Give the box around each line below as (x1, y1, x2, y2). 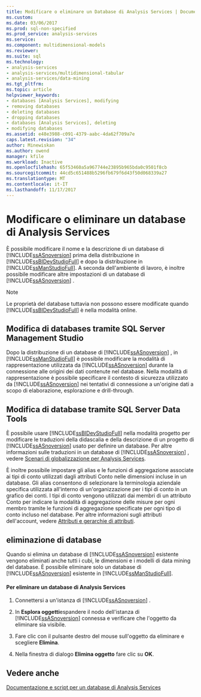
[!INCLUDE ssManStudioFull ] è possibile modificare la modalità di (6, 355, 166, 363)
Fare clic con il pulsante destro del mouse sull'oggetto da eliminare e (14, 632, 184, 640)
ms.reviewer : (6, 48, 39, 54)
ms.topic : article (6, 87, 52, 93)
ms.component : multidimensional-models (6, 42, 106, 48)
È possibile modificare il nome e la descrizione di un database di (6, 245, 165, 252)
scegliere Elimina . (14, 639, 60, 646)
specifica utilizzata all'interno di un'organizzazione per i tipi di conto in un (6, 486, 187, 493)
